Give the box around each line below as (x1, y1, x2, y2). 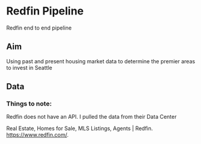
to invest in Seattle (6, 64, 53, 71)
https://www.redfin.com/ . (6, 131, 69, 139)
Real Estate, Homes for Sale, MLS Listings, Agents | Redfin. (6, 125, 153, 132)
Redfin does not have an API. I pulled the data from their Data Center (6, 113, 177, 121)
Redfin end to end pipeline (6, 24, 72, 31)
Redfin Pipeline (6, 4, 84, 18)
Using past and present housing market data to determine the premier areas (6, 57, 196, 64)
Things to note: (6, 99, 53, 108)
